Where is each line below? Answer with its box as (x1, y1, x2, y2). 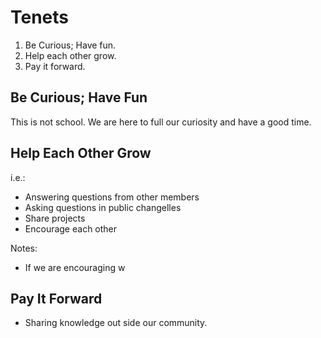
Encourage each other (24, 222, 118, 235)
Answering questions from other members (24, 191, 200, 203)
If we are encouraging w (24, 261, 126, 273)
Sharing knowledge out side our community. (24, 317, 208, 329)
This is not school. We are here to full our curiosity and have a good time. (10, 116, 312, 128)
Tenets (10, 6, 70, 29)
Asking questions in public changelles (24, 201, 182, 213)
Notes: (10, 242, 38, 254)
